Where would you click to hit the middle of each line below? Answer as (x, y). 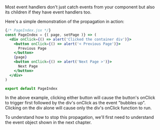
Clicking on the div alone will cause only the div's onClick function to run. (79, 108)
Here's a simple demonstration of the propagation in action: (65, 22)
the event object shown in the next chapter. (48, 122)
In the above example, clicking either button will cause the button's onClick (80, 98)
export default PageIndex (31, 88)
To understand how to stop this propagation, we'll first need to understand (80, 117)
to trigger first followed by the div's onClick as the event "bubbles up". (75, 103)
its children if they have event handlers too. (48, 12)
